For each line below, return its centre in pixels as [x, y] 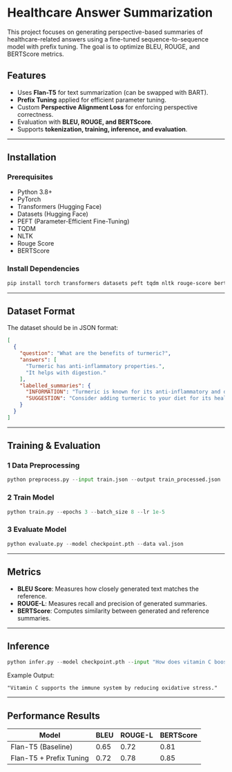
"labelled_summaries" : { [55, 385]
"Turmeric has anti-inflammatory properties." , [95, 366]
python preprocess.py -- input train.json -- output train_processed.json [114, 480]
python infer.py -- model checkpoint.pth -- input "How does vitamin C [109, 662]
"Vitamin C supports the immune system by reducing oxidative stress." [112, 688]
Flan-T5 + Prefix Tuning [50, 758]
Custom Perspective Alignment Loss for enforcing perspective [107, 107]
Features [27, 76]
